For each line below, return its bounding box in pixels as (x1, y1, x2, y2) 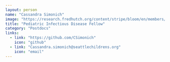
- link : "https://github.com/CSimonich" (10, 35, 96, 40)
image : (5, 16, 19, 21)
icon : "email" (14, 49, 44, 54)
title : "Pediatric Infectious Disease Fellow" (5, 21, 105, 26)
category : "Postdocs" (5, 26, 51, 31)
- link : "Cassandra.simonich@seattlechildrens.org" (10, 44, 121, 49)
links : (5, 30, 19, 35)
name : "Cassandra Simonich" (5, 12, 65, 17)
